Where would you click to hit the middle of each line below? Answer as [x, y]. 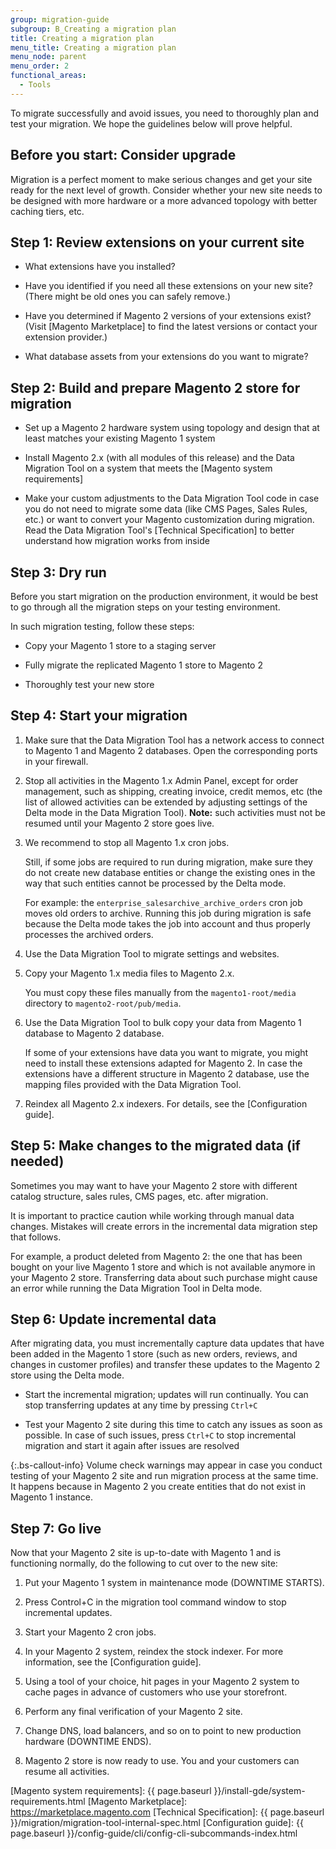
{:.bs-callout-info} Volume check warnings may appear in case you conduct [166, 1465]
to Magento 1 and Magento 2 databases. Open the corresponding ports [171, 750]
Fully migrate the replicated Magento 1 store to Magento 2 [143, 665]
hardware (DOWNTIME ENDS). [88, 1742]
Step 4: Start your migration [99, 716]
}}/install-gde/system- [259, 1791]
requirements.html [48, 1802]
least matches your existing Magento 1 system [120, 438]
